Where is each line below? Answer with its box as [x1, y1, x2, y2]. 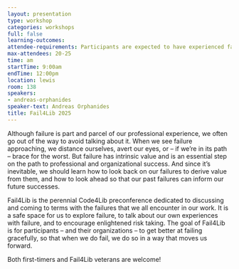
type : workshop [7, 17, 53, 24]
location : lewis [7, 76, 55, 84]
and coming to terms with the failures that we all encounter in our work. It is [7, 204, 229, 212]
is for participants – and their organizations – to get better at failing [7, 226, 203, 235]
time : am [7, 57, 33, 64]
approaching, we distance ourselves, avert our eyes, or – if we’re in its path [7, 144, 228, 153]
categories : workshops [7, 23, 75, 31]
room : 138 [7, 83, 37, 90]
